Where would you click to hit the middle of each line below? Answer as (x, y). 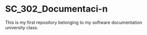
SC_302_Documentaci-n (56, 9)
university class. (22, 27)
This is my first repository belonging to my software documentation (74, 22)
